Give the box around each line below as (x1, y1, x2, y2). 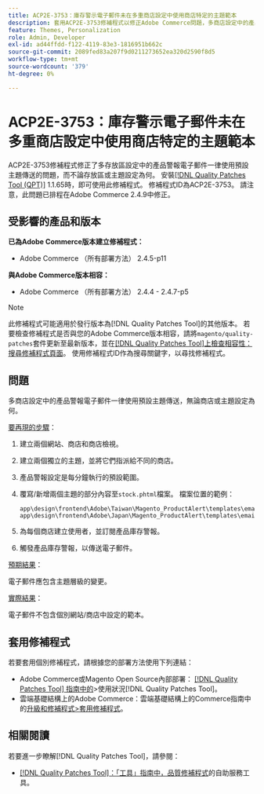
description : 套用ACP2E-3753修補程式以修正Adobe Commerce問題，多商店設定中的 (8, 19, 249, 27)
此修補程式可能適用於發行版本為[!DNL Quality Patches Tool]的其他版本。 (8, 319, 242, 328)
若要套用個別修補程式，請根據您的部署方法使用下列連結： (8, 657, 193, 667)
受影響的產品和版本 (8, 214, 101, 228)
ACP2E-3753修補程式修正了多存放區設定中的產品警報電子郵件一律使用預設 (8, 160, 249, 170)
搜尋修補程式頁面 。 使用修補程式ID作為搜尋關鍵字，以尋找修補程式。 (8, 349, 230, 358)
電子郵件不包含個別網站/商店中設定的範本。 (8, 610, 149, 620)
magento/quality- (197, 331, 254, 338)
